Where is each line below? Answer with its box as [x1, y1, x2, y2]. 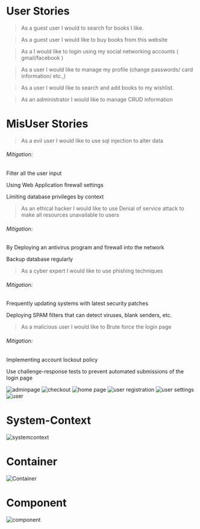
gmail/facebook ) [20, 54, 64, 61]
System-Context [6, 413, 92, 427]
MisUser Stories [6, 117, 89, 131]
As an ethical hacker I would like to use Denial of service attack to [20, 205, 185, 212]
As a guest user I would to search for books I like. [20, 24, 144, 31]
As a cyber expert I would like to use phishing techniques [20, 268, 163, 275]
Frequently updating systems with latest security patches [6, 300, 149, 307]
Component [6, 496, 67, 510]
